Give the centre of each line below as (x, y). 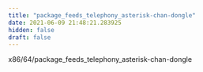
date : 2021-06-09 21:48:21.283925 (65, 23)
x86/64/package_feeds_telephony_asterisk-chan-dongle (100, 59)
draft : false (30, 37)
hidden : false (32, 30)
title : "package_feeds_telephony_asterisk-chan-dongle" (102, 15)
